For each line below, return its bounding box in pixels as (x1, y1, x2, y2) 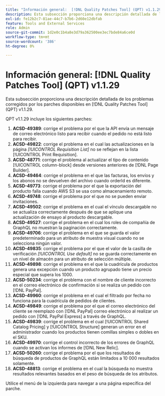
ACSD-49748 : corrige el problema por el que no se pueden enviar (12, 193, 147, 199)
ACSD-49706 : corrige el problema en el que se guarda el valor (12, 229, 140, 236)
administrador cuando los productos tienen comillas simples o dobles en (12, 329, 159, 335)
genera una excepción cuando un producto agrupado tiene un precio (12, 266, 152, 272)
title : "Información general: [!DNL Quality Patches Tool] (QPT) (5, 7, 144, 12)
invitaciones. (12, 198, 39, 204)
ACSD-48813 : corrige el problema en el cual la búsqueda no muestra (12, 366, 153, 371)
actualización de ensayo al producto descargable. (12, 214, 114, 220)
